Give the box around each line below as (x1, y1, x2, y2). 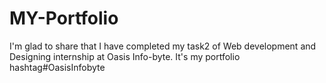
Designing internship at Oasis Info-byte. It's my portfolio (9, 50, 241, 62)
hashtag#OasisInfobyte (9, 61, 106, 73)
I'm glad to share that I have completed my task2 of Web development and (9, 40, 317, 52)
